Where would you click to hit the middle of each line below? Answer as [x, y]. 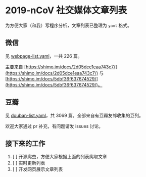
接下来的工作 [25, 143]
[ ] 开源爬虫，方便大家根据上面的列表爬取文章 [60, 157]
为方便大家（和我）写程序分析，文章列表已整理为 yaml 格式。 [69, 25]
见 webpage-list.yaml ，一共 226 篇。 [44, 56]
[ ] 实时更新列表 [29, 163]
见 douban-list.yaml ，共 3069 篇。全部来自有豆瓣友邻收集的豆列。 [75, 115]
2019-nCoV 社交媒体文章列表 [66, 10]
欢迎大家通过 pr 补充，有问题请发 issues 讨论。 [54, 126]
